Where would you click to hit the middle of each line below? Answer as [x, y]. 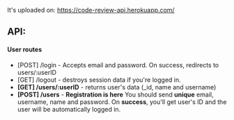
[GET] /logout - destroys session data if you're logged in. [99, 80]
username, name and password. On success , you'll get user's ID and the [122, 102]
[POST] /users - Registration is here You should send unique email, [115, 94]
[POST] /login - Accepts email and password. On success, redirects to [118, 65]
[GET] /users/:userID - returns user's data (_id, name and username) [117, 87]
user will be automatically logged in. [69, 109]
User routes [25, 49]
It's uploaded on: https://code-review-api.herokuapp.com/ [91, 10]
